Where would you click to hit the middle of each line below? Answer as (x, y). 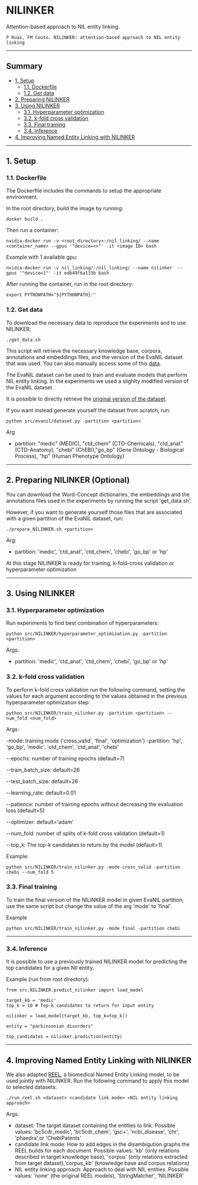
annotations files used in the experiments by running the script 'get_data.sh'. (99, 500)
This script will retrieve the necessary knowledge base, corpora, (84, 351)
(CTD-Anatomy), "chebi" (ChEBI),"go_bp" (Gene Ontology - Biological (99, 450)
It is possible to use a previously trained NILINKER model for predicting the (97, 962)
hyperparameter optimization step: (48, 702)
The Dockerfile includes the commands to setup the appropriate (84, 191)
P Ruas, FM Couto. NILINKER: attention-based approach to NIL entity (93, 37)
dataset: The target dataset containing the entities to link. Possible (95, 1125)
